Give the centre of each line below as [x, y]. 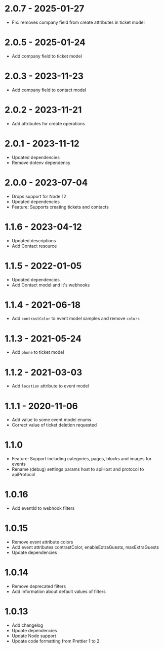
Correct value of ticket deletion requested [54, 425]
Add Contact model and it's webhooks [51, 285]
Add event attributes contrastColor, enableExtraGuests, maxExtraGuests [85, 547]
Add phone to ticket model [38, 352]
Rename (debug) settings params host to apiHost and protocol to [78, 469]
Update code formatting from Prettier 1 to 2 [56, 641]
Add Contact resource [34, 246]
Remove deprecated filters [39, 586]
